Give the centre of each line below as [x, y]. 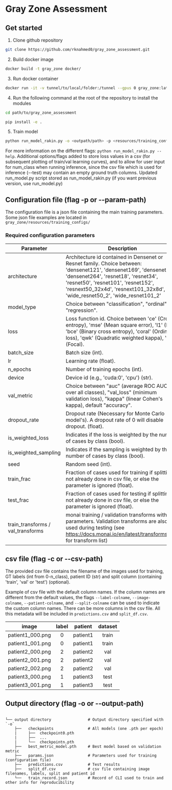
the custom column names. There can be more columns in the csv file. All [83, 608]
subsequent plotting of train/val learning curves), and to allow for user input [85, 162]
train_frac [19, 479]
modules [22, 103]
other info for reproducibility [40, 782]
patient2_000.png [29, 652]
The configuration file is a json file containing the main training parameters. [84, 212]
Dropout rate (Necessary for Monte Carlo [115, 413]
